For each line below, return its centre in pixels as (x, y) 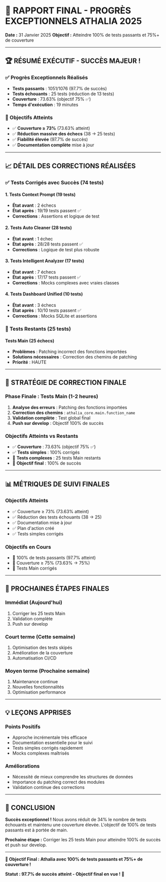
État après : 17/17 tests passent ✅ (46, 277)
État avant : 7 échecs (34, 272)
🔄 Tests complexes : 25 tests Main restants (57, 458)
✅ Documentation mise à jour (42, 523)
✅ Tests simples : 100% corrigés (46, 452)
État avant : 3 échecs (34, 305)
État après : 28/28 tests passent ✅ (47, 244)
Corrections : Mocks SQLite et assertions (55, 316)
